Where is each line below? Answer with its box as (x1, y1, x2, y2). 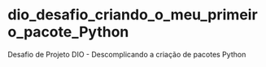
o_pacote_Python (7, 23, 129, 41)
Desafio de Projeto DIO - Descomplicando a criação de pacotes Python (7, 49, 246, 59)
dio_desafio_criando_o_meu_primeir (7, 6, 258, 24)
